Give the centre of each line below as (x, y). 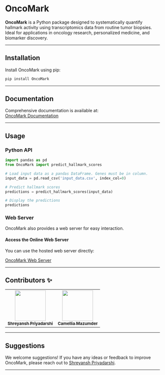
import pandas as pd (26, 160)
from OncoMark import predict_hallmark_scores (54, 165)
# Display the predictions (33, 201)
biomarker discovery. (27, 38)
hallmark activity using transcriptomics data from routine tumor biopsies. (79, 27)
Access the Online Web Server (37, 240)
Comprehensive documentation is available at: (52, 111)
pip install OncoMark (27, 79)
